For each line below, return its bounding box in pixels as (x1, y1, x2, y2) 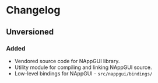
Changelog (6, 4, 61, 17)
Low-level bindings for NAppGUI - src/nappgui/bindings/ (14, 70, 153, 77)
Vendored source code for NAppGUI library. (14, 57, 120, 64)
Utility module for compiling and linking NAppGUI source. (14, 64, 152, 71)
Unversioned (6, 27, 54, 37)
